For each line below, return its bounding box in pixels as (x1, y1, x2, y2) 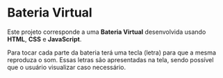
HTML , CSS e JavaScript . (7, 35, 82, 43)
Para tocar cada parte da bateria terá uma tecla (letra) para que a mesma (7, 48, 217, 57)
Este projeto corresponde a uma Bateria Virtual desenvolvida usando (7, 28, 206, 36)
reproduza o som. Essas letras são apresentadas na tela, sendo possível (7, 55, 214, 64)
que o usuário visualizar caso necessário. (7, 63, 126, 71)
